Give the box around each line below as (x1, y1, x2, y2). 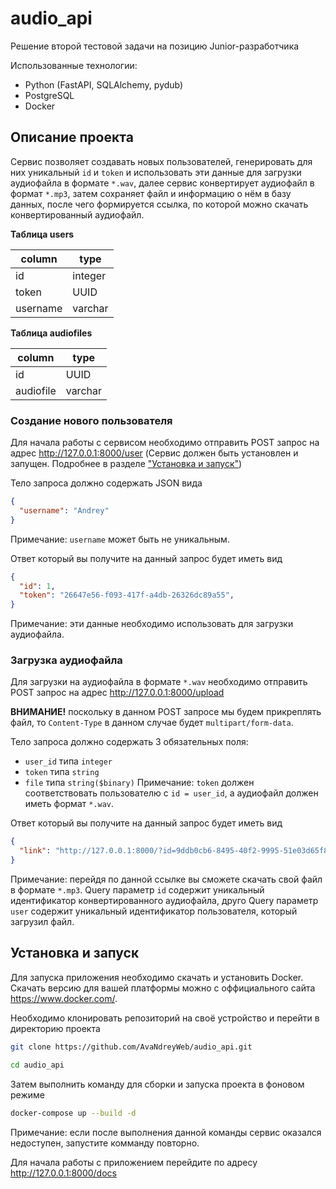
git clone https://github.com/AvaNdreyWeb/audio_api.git (10, 1042, 253, 1052)
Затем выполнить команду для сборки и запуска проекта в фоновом (10, 1078, 305, 1090)
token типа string (24, 766, 100, 778)
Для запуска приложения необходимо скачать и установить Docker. (10, 971, 304, 983)
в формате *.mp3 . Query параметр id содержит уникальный (10, 884, 265, 896)
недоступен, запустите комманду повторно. (10, 1137, 200, 1149)
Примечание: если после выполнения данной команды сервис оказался (10, 1126, 322, 1138)
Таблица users (10, 228, 75, 240)
